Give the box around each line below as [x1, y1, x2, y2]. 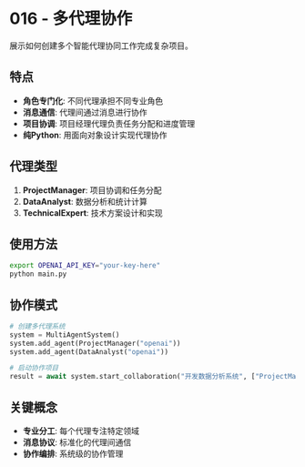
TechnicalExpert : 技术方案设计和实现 [22, 207, 164, 218]
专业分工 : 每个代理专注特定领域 [22, 425, 139, 436]
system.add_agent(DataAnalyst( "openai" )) [9, 347, 169, 356]
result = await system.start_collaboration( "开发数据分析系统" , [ [9, 372, 256, 381]
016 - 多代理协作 [9, 8, 133, 29]
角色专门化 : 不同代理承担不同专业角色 [22, 95, 164, 106]
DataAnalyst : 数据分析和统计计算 [22, 196, 147, 207]
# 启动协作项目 [9, 363, 59, 373]
